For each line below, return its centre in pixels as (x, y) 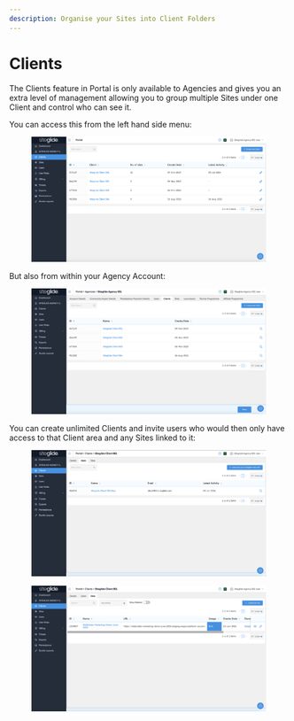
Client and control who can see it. (70, 107)
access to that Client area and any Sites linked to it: (103, 438)
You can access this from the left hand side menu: (101, 124)
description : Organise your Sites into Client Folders (112, 19)
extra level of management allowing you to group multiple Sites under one (144, 97)
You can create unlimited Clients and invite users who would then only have (147, 429)
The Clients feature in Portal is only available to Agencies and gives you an (145, 88)
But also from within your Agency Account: (87, 276)
